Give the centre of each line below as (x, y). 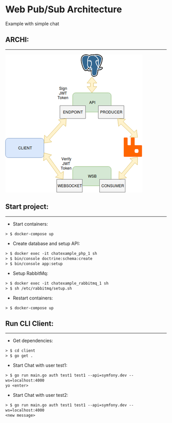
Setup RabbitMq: (30, 273)
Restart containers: (33, 298)
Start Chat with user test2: (40, 395)
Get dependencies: (33, 341)
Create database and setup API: (46, 243)
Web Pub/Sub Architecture (64, 9)
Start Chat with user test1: (40, 366)
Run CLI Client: (29, 323)
